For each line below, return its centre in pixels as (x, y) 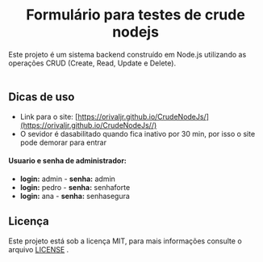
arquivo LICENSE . (39, 249)
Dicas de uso (42, 97)
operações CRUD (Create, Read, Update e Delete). (92, 63)
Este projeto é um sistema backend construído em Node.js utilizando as (127, 54)
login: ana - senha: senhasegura (75, 196)
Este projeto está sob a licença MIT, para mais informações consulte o (125, 241)
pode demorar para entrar (63, 142)
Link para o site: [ (49, 116)
